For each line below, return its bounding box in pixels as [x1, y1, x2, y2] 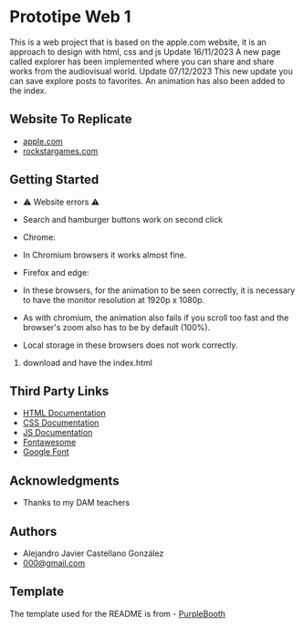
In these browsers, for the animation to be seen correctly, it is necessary [22, 285, 296, 296]
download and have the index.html [22, 357, 153, 368]
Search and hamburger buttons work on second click [22, 214, 224, 225]
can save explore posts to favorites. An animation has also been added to [9, 75, 286, 86]
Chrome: [22, 231, 57, 243]
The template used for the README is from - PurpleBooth [9, 608, 226, 619]
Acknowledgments [9, 473, 121, 488]
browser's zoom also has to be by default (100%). [22, 321, 211, 332]
